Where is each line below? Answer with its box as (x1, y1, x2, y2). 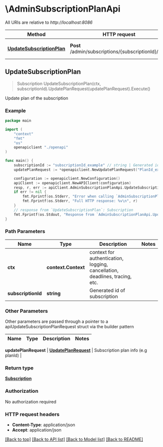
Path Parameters (5, 228, 45, 235)
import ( (5, 127, 23, 132)
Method (27, 31, 46, 37)
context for (89, 249, 115, 255)
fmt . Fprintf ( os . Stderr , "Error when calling (22, 194, 114, 199)
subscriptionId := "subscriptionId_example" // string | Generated (14, 163, 153, 168)
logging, (89, 261, 108, 268)
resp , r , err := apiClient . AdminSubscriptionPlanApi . (14, 185, 125, 190)
